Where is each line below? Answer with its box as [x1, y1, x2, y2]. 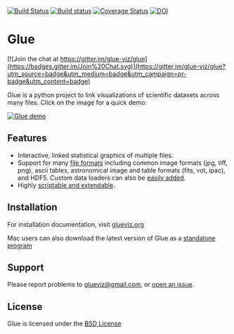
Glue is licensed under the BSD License [7, 319, 122, 328]
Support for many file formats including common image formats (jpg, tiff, [17, 159, 228, 167]
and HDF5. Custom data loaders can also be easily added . [17, 173, 186, 182]
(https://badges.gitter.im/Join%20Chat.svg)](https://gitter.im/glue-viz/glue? [7, 62, 226, 70]
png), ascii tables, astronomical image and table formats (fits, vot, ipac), [17, 166, 226, 174]
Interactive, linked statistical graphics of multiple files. [17, 151, 174, 159]
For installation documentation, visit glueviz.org [7, 220, 144, 228]
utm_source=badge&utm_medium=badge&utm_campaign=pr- [7, 69, 187, 78]
